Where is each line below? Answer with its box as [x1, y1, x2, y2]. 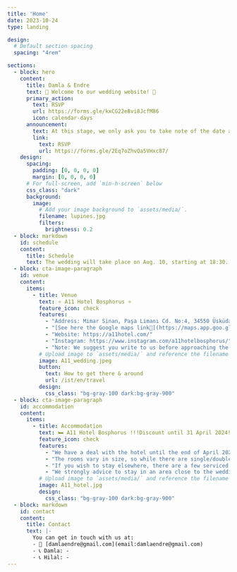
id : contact [20, 508, 55, 515]
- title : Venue [32, 291, 78, 298]
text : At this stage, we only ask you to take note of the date [32, 128, 226, 135]
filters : [38, 219, 65, 226]
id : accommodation [20, 403, 74, 410]
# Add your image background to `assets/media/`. [38, 206, 188, 214]
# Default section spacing [13, 43, 93, 50]
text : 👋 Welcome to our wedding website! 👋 [25, 88, 157, 95]
